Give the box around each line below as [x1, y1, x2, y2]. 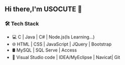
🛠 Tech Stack [5, 20, 39, 27]
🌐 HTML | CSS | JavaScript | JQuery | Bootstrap [12, 41, 112, 47]
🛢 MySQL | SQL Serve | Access [12, 47, 77, 53]
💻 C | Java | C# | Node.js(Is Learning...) [12, 33, 95, 40]
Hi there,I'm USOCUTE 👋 [5, 5, 82, 13]
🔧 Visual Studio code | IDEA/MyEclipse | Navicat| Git [12, 54, 120, 60]
